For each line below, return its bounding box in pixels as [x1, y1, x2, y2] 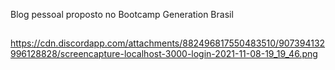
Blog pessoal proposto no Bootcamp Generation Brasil [10, 9, 234, 20]
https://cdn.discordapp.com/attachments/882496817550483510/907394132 [10, 37, 326, 49]
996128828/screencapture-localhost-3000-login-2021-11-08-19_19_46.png [10, 48, 318, 60]
